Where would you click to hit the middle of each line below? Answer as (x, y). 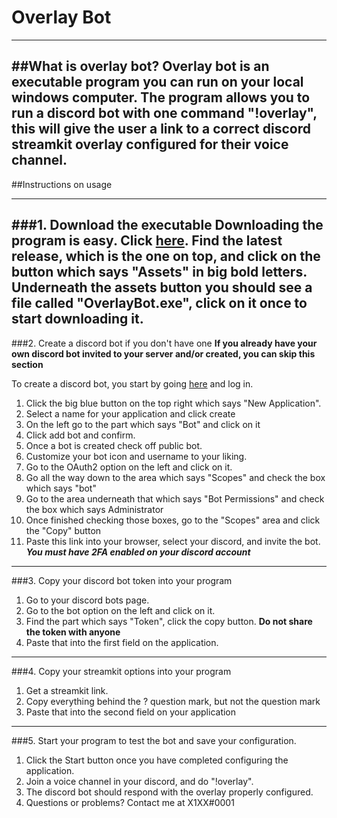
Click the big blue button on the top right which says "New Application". (173, 403)
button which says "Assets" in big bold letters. (159, 272)
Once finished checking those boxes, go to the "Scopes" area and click (173, 520)
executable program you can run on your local (157, 82)
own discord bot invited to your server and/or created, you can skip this (163, 353)
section (27, 364)
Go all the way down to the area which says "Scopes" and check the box (175, 477)
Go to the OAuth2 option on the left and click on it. (129, 467)
